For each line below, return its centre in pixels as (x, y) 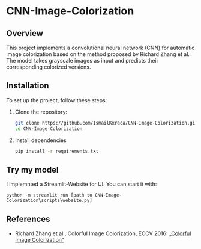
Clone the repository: (41, 112)
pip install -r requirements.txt (57, 151)
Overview (25, 33)
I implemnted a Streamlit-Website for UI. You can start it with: (82, 184)
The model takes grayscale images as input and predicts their (82, 60)
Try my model (32, 170)
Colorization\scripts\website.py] (49, 201)
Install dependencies (41, 140)
